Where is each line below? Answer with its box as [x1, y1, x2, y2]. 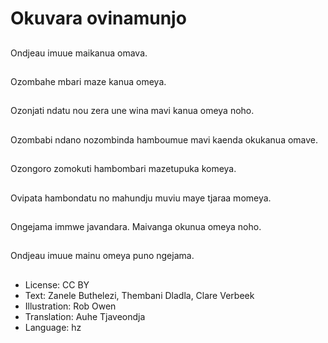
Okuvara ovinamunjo [10, 7, 187, 30]
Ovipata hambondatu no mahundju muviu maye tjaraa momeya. [10, 192, 272, 204]
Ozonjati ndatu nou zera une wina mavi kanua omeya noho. [10, 105, 255, 117]
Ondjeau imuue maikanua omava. [10, 47, 148, 59]
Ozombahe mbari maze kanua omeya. [10, 75, 167, 87]
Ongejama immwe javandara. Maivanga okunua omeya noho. [10, 220, 262, 232]
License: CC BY [24, 278, 90, 291]
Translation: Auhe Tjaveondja [24, 310, 146, 322]
